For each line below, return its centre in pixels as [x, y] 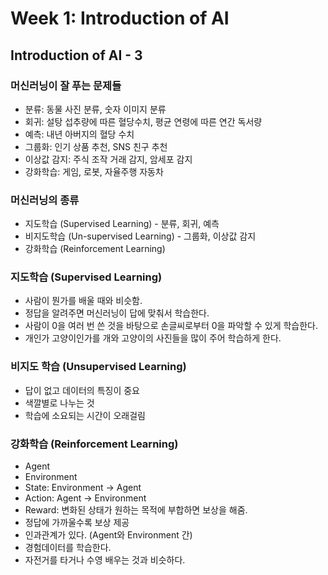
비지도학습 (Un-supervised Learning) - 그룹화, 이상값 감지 [140, 236]
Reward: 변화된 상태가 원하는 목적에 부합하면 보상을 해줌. [136, 510]
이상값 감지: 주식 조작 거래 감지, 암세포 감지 [108, 159]
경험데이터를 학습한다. [68, 548]
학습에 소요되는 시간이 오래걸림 [85, 415]
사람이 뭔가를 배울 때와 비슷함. [83, 301]
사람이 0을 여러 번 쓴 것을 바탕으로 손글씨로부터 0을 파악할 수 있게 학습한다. [171, 326]
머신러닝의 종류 [45, 200]
